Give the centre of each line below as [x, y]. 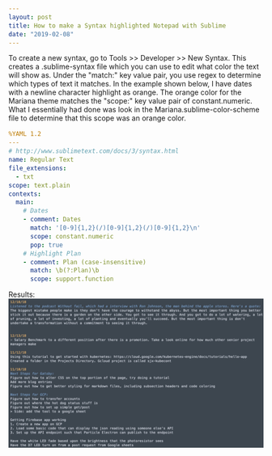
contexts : [25, 194]
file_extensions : [38, 168]
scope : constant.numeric [72, 236]
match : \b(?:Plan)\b [64, 271]
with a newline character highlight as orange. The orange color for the [125, 92]
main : [25, 202]
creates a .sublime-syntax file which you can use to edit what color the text [134, 67]
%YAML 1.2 [25, 134]
